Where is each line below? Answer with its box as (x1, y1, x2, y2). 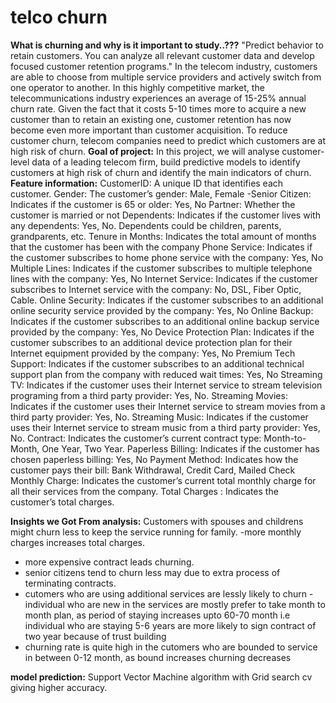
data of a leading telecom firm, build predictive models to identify (31, 156, 301, 168)
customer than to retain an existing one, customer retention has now (10, 113, 292, 125)
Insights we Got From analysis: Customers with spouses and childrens (10, 515, 304, 527)
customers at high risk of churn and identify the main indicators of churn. (10, 166, 312, 178)
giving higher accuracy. (10, 681, 108, 693)
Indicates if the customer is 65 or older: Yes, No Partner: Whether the (10, 198, 296, 210)
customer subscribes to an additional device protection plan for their (10, 336, 293, 348)
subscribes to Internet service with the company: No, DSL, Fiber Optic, (10, 283, 302, 295)
